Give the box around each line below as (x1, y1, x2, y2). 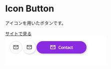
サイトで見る (5, 30, 31, 36)
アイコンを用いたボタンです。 (5, 20, 66, 26)
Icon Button (5, 3, 54, 14)
